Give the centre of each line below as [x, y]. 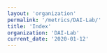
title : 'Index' [29, 26]
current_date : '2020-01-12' [48, 39]
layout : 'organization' [42, 13]
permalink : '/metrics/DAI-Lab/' [54, 20]
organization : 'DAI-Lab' [43, 33]
